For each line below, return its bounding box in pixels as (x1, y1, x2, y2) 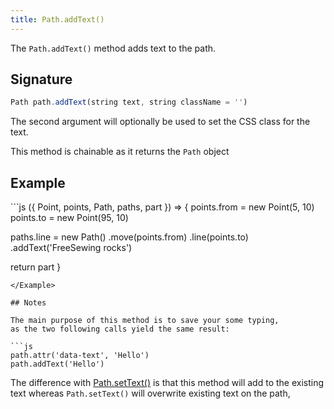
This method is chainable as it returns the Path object (10, 146, 230, 158)
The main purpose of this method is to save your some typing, (10, 316, 280, 326)
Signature (10, 71, 73, 88)
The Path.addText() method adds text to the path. (10, 42, 217, 54)
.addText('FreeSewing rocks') (10, 242, 133, 254)
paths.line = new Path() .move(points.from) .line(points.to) (10, 231, 249, 243)
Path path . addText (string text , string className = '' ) (10, 97, 248, 108)
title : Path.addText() (10, 14, 105, 25)
